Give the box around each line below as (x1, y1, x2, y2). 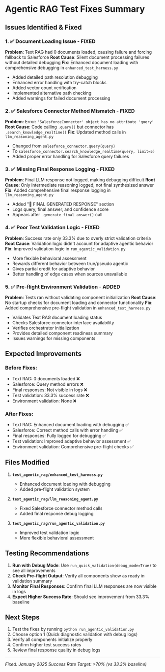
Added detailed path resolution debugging (12, 74, 98, 80)
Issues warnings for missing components (12, 336, 96, 341)
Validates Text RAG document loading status (12, 314, 102, 321)
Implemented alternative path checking (12, 90, 92, 96)
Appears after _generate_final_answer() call (12, 212, 103, 218)
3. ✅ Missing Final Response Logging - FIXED (5, 166, 115, 173)
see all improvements (12, 568, 55, 573)
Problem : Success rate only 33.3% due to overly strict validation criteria (5, 235, 151, 241)
